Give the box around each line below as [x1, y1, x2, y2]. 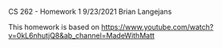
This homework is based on [8, 22, 100, 31]
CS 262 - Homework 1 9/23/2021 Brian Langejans [8, 7, 172, 16]
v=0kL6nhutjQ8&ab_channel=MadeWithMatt [8, 31, 155, 40]
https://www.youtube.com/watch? [101, 22, 214, 31]
